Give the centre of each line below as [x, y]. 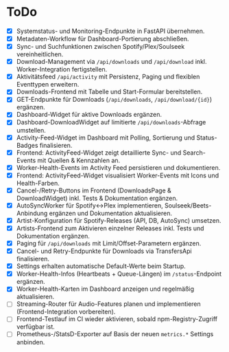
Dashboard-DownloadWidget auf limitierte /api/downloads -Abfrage [111, 122]
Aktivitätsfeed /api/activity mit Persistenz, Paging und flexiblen [108, 77]
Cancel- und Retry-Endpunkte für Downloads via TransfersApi [104, 251]
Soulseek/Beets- [188, 205]
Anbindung [32, 213]
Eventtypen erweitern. [48, 85]
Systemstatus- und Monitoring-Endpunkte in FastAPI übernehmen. [110, 31]
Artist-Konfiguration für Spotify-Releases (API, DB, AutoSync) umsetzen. [119, 220]
